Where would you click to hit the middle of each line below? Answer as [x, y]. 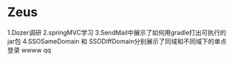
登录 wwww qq [29, 50]
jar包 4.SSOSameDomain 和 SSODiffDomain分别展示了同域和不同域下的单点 [117, 41]
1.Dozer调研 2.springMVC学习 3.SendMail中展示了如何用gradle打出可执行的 [117, 32]
